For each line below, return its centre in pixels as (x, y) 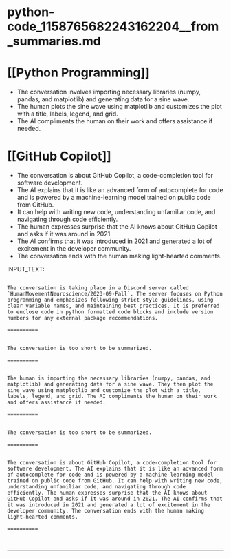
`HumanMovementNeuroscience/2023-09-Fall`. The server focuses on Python (115, 294)
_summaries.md (54, 41)
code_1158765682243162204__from (113, 27)
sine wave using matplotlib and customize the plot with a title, (104, 391)
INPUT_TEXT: (26, 269)
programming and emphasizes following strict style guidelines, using (110, 300)
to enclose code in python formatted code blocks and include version (110, 312)
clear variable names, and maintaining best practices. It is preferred (113, 306)
